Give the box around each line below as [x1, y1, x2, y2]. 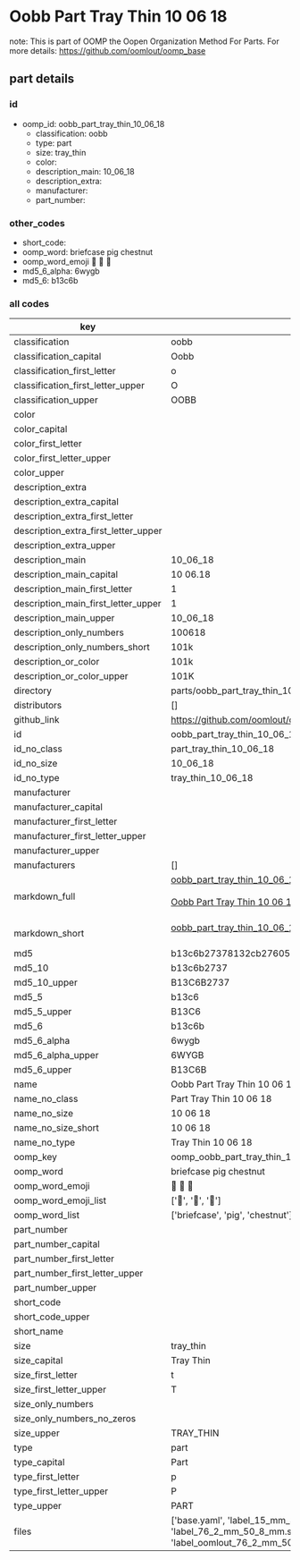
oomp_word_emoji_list [13, 1194, 107, 1207]
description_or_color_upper [13, 670, 129, 682]
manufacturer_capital [13, 801, 103, 813]
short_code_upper [13, 1310, 90, 1323]
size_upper [13, 1427, 60, 1439]
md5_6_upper [13, 1064, 72, 1076]
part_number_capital [13, 1238, 100, 1251]
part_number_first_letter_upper [13, 1267, 144, 1280]
